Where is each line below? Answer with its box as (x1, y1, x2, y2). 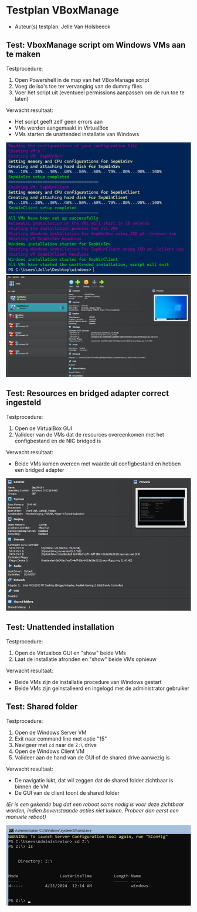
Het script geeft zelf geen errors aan (14, 118, 103, 125)
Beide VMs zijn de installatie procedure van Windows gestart (14, 678, 162, 685)
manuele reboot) (6, 813, 47, 820)
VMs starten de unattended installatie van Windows (14, 130, 140, 137)
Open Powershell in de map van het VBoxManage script (14, 76, 150, 83)
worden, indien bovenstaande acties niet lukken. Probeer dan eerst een (6, 807, 179, 814)
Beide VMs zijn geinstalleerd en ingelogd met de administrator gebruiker (14, 685, 189, 692)
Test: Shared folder (6, 702, 78, 712)
